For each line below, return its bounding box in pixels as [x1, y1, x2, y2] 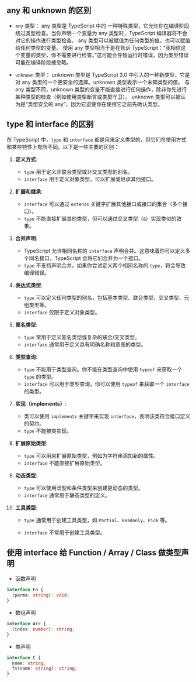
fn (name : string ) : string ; [12, 666, 78, 671]
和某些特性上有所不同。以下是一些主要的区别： [6, 143, 119, 150]
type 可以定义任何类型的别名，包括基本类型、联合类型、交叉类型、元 [23, 294, 190, 301]
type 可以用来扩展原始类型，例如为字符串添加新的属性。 [23, 452, 159, 459]
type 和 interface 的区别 [6, 119, 94, 129]
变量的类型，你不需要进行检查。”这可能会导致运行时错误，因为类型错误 [20, 52, 189, 59]
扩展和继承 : [15, 188, 43, 195]
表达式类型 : [15, 282, 43, 289]
